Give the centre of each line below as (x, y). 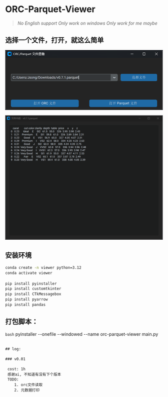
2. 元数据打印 (27, 390)
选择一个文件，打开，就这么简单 (54, 40)
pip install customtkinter (33, 289)
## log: (13, 349)
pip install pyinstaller (31, 283)
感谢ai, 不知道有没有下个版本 (34, 374)
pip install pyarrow (27, 300)
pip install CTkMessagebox (33, 294)
